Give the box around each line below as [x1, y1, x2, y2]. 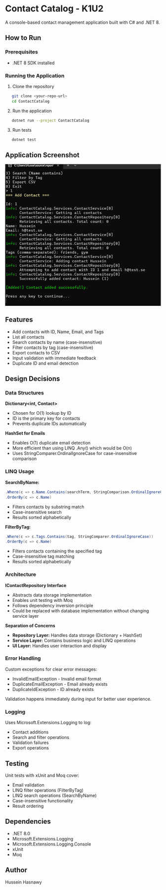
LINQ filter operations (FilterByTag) [12, 787, 84, 793]
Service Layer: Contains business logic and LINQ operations [12, 637, 136, 643]
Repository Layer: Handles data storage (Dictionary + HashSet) [12, 632, 142, 638]
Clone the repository [12, 83, 54, 89]
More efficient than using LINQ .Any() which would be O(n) [12, 445, 132, 451]
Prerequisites [5, 49, 38, 55]
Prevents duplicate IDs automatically [12, 421, 87, 427]
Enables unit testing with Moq [12, 597, 73, 603]
